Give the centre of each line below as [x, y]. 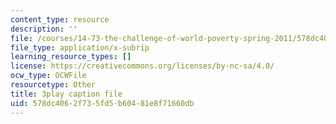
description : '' [44, 29]
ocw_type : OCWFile [48, 76]
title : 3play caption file [66, 94]
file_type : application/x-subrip [80, 47]
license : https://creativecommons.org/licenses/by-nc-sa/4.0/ [142, 66]
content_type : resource [60, 19]
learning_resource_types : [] [71, 57]
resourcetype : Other [53, 85]
